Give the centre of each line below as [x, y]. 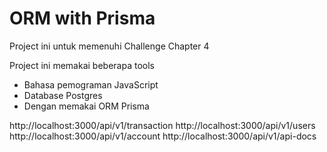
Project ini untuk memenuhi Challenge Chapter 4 [109, 46]
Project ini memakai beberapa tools [82, 65]
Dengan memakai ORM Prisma [86, 106]
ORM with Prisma [82, 18]
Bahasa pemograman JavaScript [91, 84]
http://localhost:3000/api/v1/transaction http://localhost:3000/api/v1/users [162, 125]
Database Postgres [63, 95]
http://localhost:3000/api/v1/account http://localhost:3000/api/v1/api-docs [163, 136]
